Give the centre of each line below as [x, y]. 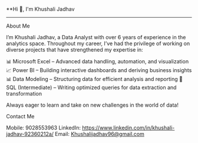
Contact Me [20, 116]
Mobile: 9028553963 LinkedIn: [44, 128]
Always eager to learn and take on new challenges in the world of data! [92, 105]
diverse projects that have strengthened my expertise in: [75, 50]
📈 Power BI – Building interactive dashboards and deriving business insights [99, 70]
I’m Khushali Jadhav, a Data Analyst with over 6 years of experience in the [96, 37]
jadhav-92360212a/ [30, 134]
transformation [24, 93]
